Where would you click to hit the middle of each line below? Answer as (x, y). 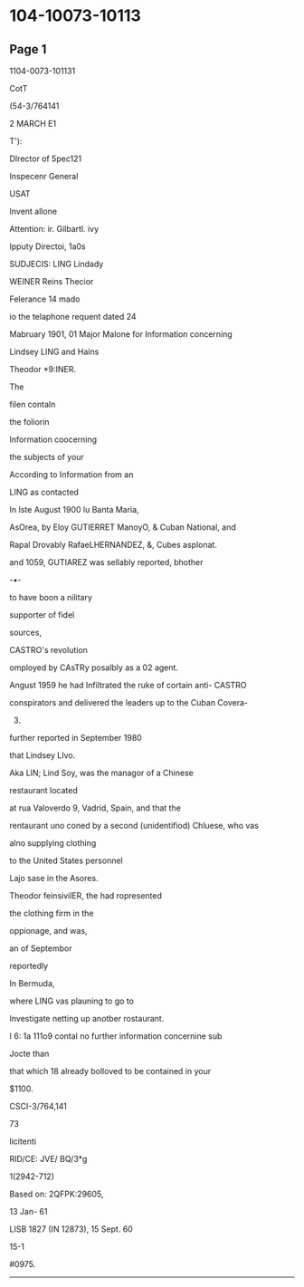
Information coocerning (53, 439)
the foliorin (29, 422)
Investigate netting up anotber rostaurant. (87, 1018)
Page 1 (28, 49)
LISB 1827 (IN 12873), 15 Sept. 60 (71, 1229)
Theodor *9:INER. (43, 369)
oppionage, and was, (48, 931)
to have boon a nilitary (51, 597)
